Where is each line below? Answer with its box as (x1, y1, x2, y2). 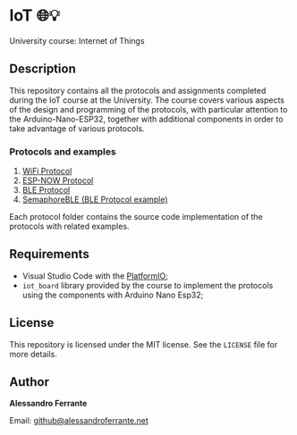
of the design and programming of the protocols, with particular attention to (9, 104, 288, 114)
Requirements (9, 247, 89, 262)
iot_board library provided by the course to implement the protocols (21, 280, 274, 290)
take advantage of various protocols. (9, 122, 145, 134)
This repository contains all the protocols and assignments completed (9, 85, 267, 96)
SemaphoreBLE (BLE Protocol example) (21, 194, 168, 205)
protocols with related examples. (9, 221, 130, 232)
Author (9, 374, 49, 389)
